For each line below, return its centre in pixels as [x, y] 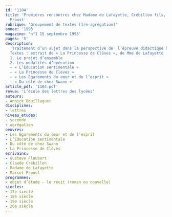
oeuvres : [15, 130]
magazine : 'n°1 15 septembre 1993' [43, 34]
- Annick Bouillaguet [28, 101]
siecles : [15, 187]
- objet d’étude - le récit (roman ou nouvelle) [58, 182]
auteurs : [15, 96]
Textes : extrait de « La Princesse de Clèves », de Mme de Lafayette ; [89, 53]
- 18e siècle [19, 196]
